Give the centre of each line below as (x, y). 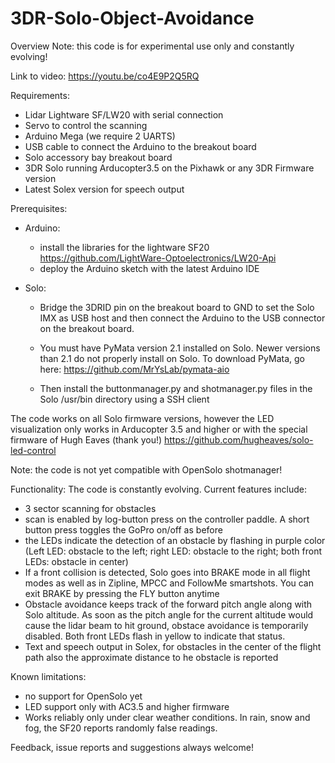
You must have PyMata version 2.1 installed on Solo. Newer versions (180, 348)
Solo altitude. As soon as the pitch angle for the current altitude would (169, 614)
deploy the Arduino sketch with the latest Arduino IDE (149, 268)
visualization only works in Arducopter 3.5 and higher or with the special (159, 429)
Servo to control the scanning (86, 125)
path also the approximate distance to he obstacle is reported (151, 657)
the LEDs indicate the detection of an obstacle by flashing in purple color (175, 540)
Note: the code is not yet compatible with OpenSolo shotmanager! (146, 469)
